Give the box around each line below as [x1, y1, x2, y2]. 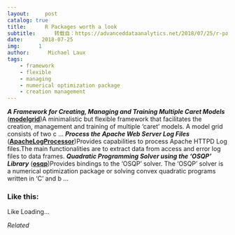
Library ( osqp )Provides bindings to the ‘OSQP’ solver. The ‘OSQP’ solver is [7, 159, 224, 168]
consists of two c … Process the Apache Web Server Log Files [7, 130, 190, 138]
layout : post [7, 10, 58, 17]
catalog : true [7, 17, 49, 24]
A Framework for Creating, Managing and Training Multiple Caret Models [7, 108, 225, 116]
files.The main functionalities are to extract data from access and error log [7, 145, 222, 153]
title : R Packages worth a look [7, 23, 117, 30]
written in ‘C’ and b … [7, 174, 69, 183]
